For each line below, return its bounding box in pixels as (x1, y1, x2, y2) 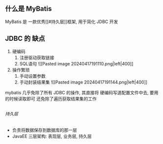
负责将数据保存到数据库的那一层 (12, 127, 77, 133)
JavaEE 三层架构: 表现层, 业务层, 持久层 (12, 133, 92, 139)
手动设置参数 (19, 73, 46, 79)
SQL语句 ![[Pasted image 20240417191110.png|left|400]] (19, 60, 134, 66)
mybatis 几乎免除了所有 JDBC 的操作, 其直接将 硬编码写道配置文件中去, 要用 (5, 89, 159, 95)
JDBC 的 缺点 (5, 34, 45, 43)
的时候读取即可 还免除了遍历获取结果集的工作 (5, 95, 97, 102)
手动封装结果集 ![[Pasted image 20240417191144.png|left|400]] (19, 79, 148, 85)
